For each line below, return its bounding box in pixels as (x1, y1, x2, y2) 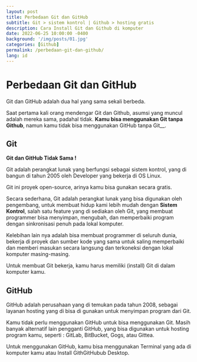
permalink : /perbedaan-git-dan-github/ (6, 47, 104, 53)
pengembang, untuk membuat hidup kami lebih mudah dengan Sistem (6, 202, 178, 209)
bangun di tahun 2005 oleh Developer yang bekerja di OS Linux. (6, 172, 162, 179)
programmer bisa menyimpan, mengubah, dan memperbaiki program (6, 214, 174, 221)
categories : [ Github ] (6, 42, 60, 48)
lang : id (6, 53, 28, 59)
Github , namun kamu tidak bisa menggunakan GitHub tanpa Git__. (6, 122, 166, 129)
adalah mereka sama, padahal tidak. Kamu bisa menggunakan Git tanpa (6, 115, 183, 122)
